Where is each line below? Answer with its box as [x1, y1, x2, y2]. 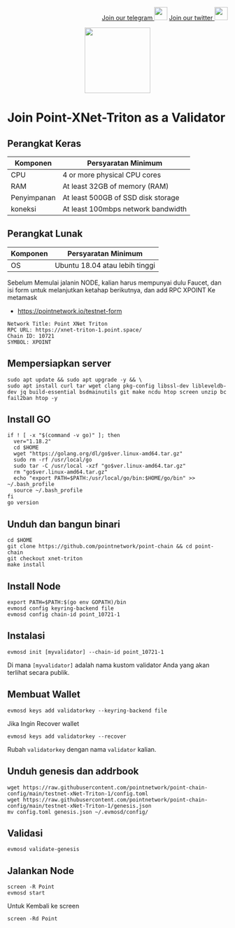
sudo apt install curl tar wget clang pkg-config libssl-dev [7, 382, 190, 390]
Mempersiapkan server [7, 357, 112, 370]
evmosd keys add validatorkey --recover [7, 733, 127, 740]
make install [7, 562, 45, 569]
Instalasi [7, 630, 45, 642]
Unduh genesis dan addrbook [7, 766, 139, 778]
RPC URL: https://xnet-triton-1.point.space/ [7, 326, 142, 334]
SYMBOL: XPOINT [7, 338, 52, 345]
